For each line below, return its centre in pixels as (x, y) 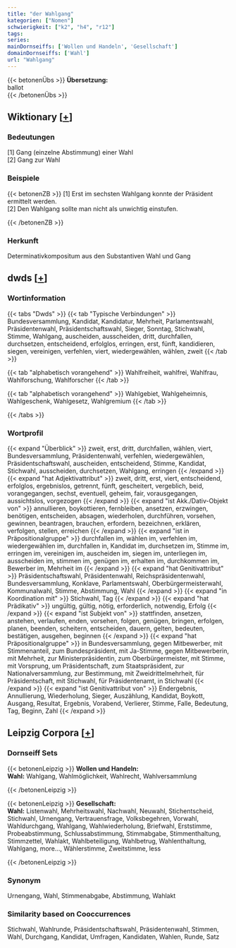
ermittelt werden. (32, 201)
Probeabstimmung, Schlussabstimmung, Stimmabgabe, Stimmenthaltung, (114, 833)
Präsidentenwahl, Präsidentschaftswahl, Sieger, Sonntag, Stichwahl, (106, 328)
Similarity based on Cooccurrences (69, 913)
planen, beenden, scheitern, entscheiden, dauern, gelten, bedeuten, (106, 628)
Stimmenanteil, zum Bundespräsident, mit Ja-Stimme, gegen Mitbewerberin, (118, 651)
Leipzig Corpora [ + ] (51, 733)
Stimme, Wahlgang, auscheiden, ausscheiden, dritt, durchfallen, (100, 336)
